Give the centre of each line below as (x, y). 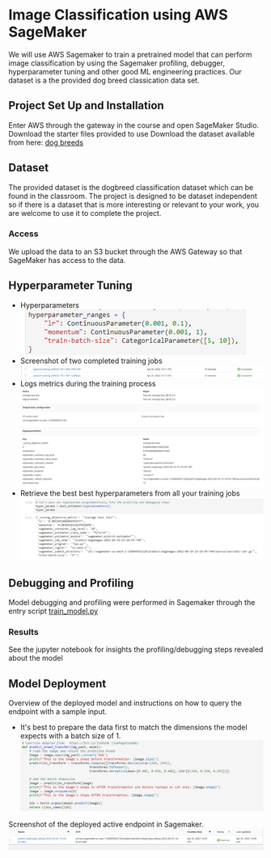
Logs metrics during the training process (88, 383)
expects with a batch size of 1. (70, 736)
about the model (36, 658)
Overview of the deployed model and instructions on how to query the (125, 703)
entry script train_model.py (53, 611)
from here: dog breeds (46, 142)
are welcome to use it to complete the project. (85, 213)
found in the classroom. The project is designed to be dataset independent (133, 196)
